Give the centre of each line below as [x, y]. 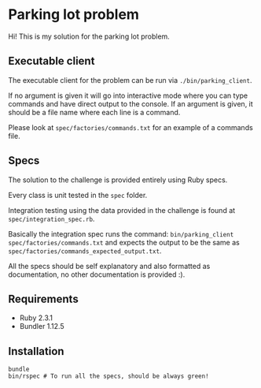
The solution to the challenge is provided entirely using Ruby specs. [118, 180]
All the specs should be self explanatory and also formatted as [109, 266]
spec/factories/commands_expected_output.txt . [85, 251]
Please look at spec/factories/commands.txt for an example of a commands [130, 127]
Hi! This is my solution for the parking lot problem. [89, 36]
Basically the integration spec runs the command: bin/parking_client [121, 233]
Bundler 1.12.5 [42, 326]
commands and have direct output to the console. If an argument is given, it [130, 103]
